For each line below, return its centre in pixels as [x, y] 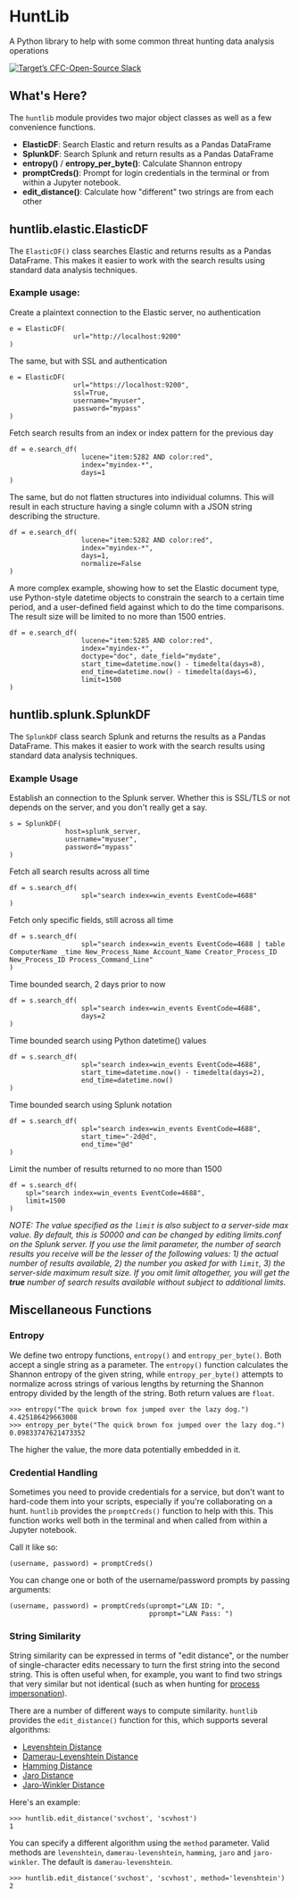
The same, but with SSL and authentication [88, 361]
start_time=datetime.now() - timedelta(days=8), [173, 664]
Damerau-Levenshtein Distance [80, 1757]
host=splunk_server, [104, 831]
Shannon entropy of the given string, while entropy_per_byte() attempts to [146, 1374]
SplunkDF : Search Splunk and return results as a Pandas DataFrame [148, 154]
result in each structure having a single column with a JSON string [131, 506]
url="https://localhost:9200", [131, 385]
